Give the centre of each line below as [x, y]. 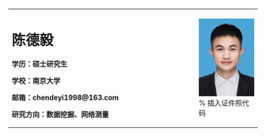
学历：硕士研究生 [39, 63]
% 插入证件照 [221, 103]
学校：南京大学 [36, 81]
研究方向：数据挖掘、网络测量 [60, 114]
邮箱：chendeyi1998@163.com [65, 97]
